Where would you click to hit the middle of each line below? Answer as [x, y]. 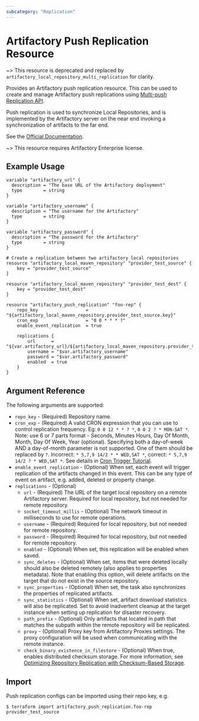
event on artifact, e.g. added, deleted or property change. [85, 480]
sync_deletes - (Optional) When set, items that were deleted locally [105, 562]
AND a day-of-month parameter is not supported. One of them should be [104, 448]
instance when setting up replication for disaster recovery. [95, 612]
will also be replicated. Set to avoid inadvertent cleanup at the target [107, 606]
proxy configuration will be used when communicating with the [100, 638]
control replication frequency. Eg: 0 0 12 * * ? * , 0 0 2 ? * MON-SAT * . [102, 429]
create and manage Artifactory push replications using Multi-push [86, 94]
